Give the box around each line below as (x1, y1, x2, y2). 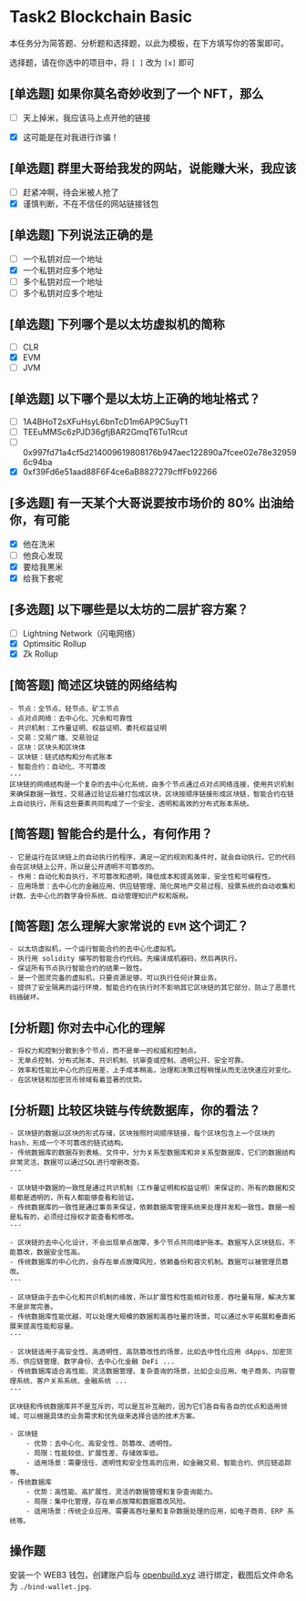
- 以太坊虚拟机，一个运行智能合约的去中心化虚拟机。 (9, 944, 180, 953)
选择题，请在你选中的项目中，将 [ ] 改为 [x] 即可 (9, 56, 195, 67)
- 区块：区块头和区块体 (9, 742, 87, 752)
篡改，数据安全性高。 (15, 1248, 85, 1258)
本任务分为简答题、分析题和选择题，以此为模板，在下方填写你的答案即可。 (9, 37, 289, 48)
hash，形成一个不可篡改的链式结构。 (9, 1138, 127, 1148)
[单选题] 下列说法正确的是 (9, 228, 153, 243)
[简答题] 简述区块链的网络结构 (9, 678, 178, 693)
